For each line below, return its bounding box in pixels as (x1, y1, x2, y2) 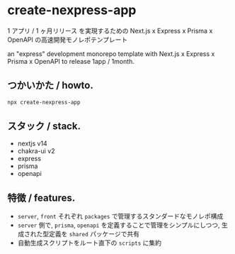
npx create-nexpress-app (7, 99, 81, 106)
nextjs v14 (17, 139, 47, 148)
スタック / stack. (7, 120, 81, 133)
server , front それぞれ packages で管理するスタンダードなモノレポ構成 (17, 212, 224, 221)
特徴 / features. (7, 192, 76, 204)
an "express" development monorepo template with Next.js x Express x (7, 49, 215, 58)
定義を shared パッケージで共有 (48, 230, 140, 238)
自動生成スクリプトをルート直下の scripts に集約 (17, 238, 161, 247)
